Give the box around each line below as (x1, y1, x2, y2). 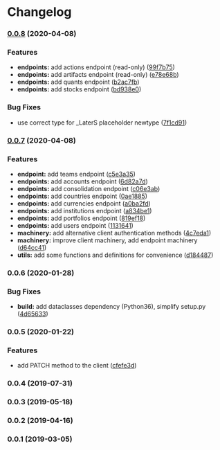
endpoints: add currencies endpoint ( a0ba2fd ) (17, 199, 151, 208)
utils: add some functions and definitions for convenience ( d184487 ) (17, 251, 214, 259)
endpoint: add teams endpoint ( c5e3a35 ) (17, 170, 136, 178)
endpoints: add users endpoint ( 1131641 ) (17, 221, 134, 229)
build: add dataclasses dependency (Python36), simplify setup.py (17, 303, 206, 311)
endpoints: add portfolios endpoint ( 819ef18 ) (17, 214, 146, 222)
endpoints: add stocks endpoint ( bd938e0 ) (17, 85, 142, 93)
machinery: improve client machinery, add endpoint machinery (17, 236, 198, 244)
